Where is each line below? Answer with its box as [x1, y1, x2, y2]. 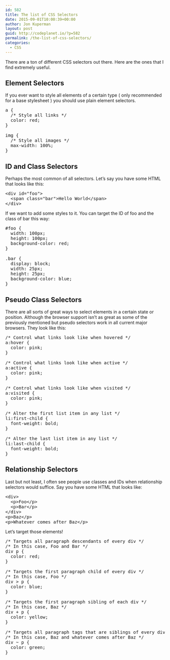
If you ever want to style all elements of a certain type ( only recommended [5, 92, 162, 99]
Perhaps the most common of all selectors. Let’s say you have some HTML [5, 175, 161, 182]
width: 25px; [10, 266, 43, 272]
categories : [5, 40, 30, 45]
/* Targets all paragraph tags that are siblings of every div [5, 629, 165, 635]
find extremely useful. [5, 64, 51, 70]
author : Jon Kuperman [5, 21, 51, 27]
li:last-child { [5, 441, 46, 447]
